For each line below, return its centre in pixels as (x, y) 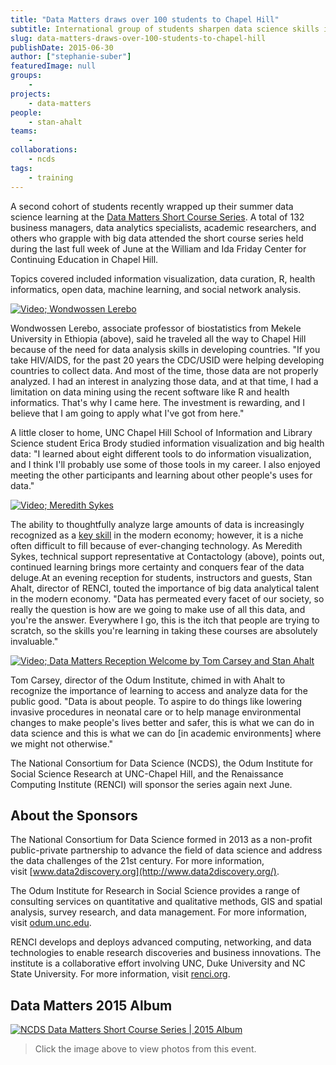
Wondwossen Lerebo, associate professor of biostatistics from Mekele (156, 328)
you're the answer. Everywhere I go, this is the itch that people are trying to (165, 620)
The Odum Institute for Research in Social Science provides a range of (155, 891)
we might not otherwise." (62, 743)
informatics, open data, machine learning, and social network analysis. (156, 289)
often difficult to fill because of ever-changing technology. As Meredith (156, 545)
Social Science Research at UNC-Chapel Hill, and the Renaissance (147, 773)
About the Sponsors (74, 815)
